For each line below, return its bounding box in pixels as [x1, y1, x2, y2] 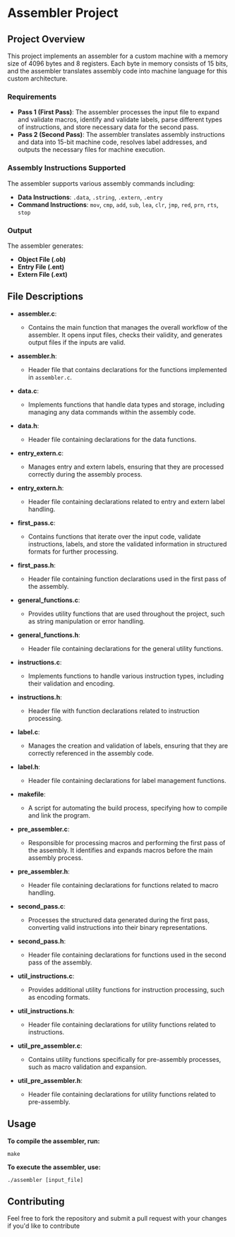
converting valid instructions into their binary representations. [28, 923, 207, 931]
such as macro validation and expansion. [28, 1063, 147, 1071]
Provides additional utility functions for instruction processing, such [28, 985, 224, 993]
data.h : [17, 422, 40, 430]
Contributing [7, 1195, 65, 1207]
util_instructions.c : [17, 972, 75, 980]
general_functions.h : [17, 631, 81, 639]
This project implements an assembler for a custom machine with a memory [7, 52, 228, 60]
